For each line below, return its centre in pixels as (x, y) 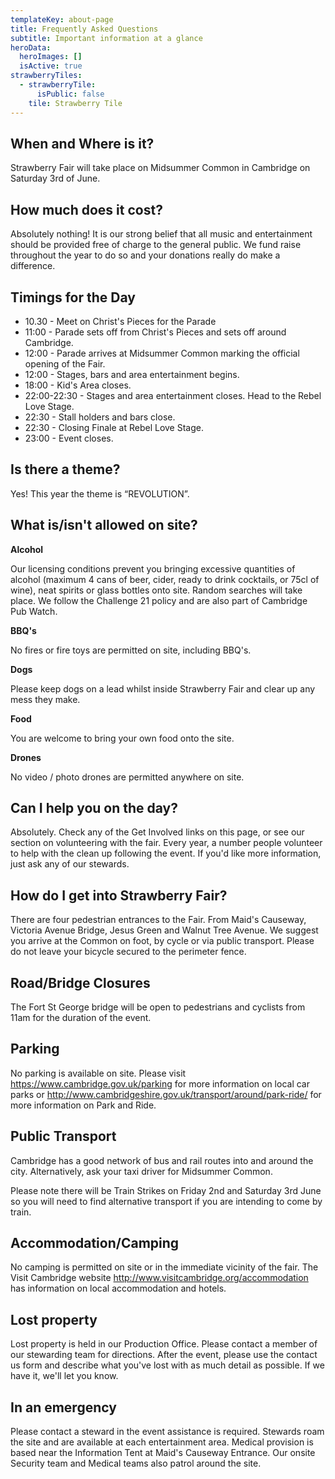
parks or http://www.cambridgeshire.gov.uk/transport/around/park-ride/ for (166, 1094)
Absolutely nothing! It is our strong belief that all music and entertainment (161, 234)
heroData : (31, 47)
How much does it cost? (86, 209)
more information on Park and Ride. (83, 1105)
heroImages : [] (51, 57)
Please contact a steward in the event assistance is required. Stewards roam (167, 1432)
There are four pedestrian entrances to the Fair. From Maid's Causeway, (158, 920)
